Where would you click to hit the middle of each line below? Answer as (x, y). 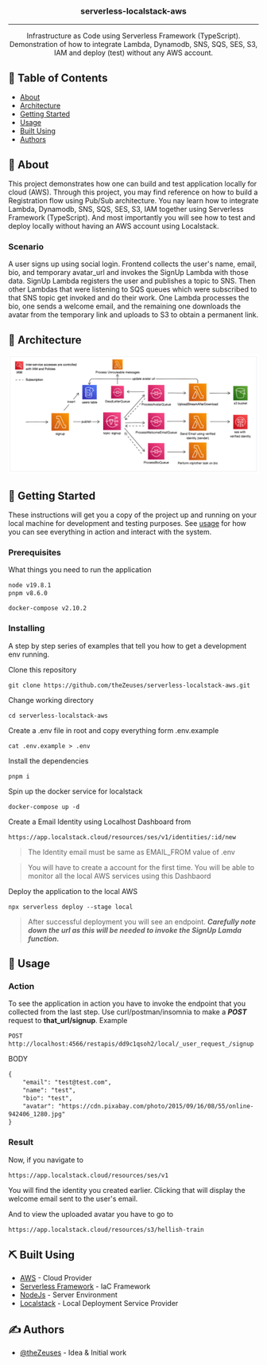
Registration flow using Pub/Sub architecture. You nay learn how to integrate (133, 200)
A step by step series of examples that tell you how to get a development (128, 645)
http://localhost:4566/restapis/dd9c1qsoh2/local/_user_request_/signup (131, 1044)
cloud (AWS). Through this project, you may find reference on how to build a (133, 192)
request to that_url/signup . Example (68, 1021)
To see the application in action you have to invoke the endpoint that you (127, 1004)
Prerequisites (35, 552)
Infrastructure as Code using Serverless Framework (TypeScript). (133, 36)
